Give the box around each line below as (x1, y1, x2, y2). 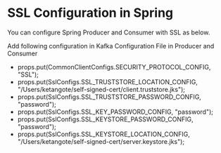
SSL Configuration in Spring (7, 5, 174, 21)
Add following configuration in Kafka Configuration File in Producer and (7, 41, 215, 50)
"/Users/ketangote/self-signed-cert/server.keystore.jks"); (17, 137, 185, 145)
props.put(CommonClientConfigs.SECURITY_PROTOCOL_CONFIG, (17, 62, 211, 71)
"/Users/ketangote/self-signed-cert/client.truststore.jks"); (17, 85, 185, 93)
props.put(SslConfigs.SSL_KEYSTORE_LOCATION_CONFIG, (17, 130, 190, 138)
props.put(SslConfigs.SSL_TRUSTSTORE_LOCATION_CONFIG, (17, 77, 198, 86)
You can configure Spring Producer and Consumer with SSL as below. (7, 28, 210, 36)
